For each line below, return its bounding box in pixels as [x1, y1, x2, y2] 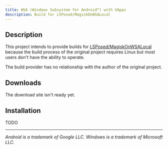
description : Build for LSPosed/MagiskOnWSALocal [5, 12, 111, 17]
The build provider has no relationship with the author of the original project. [5, 64, 162, 70]
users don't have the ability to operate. [5, 54, 85, 60]
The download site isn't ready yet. [5, 92, 75, 98]
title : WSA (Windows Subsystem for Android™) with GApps [5, 7, 126, 12]
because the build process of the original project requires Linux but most [5, 49, 155, 55]
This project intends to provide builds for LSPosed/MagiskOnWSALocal [5, 43, 152, 50]
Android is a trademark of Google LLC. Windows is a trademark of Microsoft [5, 133, 163, 140]
